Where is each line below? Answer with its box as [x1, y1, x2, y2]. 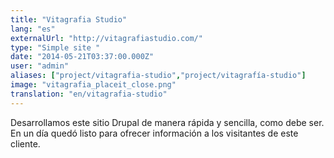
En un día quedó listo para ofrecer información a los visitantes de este [10, 127, 299, 139]
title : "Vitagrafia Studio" [10, 14, 128, 25]
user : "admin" [10, 61, 70, 71]
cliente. [10, 137, 41, 150]
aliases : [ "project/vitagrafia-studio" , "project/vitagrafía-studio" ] [10, 71, 307, 81]
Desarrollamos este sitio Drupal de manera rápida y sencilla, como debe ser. [10, 116, 325, 128]
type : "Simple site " [10, 42, 101, 53]
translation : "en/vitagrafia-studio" [10, 89, 168, 99]
